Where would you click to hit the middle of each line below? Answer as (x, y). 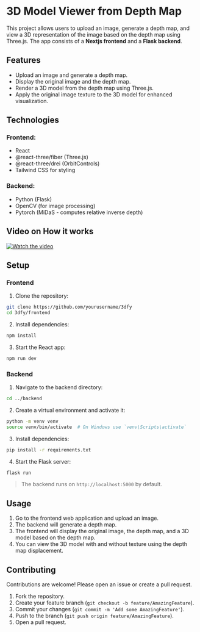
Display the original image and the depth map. (73, 81)
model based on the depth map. (55, 537)
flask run (19, 473)
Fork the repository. (40, 597)
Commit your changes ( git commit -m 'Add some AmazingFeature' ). (100, 609)
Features (23, 60)
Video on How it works (50, 232)
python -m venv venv (33, 421)
